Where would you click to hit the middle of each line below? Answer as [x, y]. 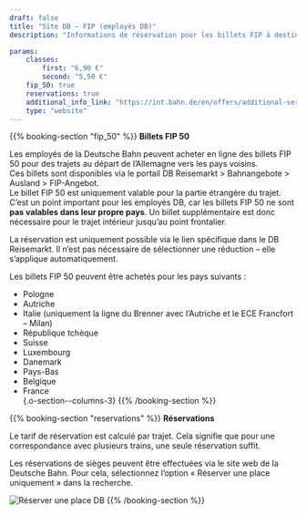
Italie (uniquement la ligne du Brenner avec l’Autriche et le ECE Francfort [158, 314]
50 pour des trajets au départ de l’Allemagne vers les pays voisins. [134, 164]
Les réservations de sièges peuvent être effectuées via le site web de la [144, 463]
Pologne [38, 294]
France [36, 391]
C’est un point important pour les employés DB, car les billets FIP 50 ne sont [152, 202]
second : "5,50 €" [75, 77]
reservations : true [63, 93]
